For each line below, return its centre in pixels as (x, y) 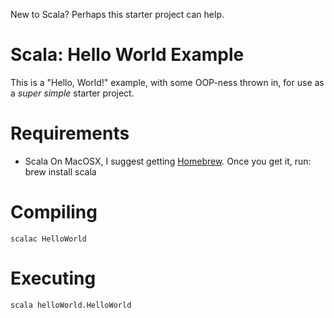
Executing (53, 278)
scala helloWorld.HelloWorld (71, 305)
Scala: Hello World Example (127, 55)
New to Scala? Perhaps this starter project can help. (117, 14)
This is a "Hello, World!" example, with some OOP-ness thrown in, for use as (167, 82)
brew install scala (60, 171)
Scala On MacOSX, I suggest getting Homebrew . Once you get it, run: (168, 161)
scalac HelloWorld (48, 239)
